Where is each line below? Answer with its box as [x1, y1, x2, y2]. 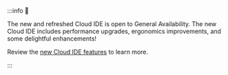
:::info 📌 [7, 7, 30, 14]
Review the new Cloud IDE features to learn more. [7, 48, 149, 56]
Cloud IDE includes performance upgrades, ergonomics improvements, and [7, 28, 222, 35]
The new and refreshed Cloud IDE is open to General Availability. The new [7, 20, 217, 28]
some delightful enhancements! [7, 34, 97, 43]
